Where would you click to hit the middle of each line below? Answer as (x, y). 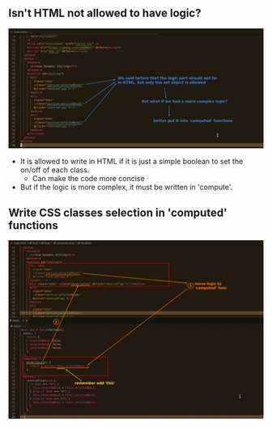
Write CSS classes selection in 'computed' (118, 212)
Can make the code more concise (88, 179)
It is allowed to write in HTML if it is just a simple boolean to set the (132, 162)
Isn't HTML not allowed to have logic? (105, 13)
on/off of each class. (55, 170)
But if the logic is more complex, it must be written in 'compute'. (126, 187)
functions (33, 225)
